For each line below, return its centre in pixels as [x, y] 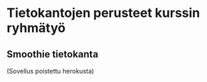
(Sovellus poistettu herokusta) [50, 71]
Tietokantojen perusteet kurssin [103, 13]
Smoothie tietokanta [52, 54]
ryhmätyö [36, 28]
